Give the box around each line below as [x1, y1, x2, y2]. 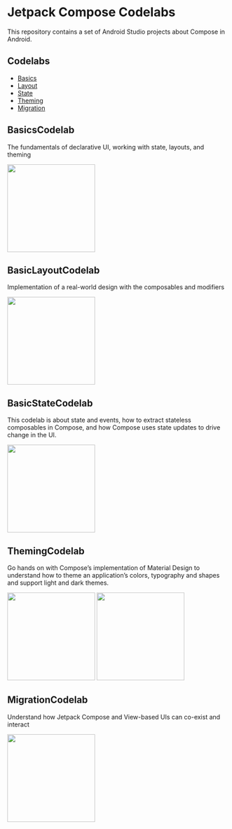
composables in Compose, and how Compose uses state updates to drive [7, 423, 221, 432]
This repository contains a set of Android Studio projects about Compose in [7, 27, 226, 36]
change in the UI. [7, 431, 57, 439]
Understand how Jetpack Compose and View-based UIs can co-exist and [7, 712, 221, 721]
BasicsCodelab [7, 124, 75, 136]
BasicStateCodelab [7, 397, 93, 409]
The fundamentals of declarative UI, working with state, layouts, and [7, 142, 205, 151]
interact [7, 720, 29, 729]
